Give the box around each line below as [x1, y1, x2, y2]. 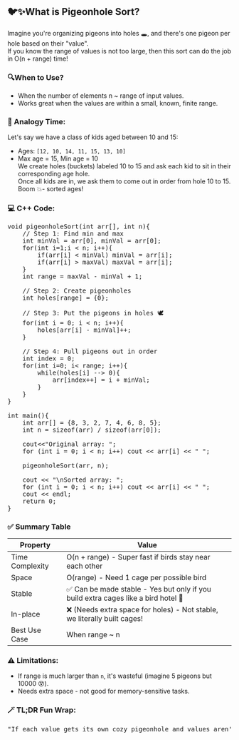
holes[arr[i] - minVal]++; [37, 325, 132, 334]
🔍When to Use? [7, 72, 64, 82]
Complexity [11, 561, 50, 571]
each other [66, 561, 103, 571]
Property [20, 540, 51, 549]
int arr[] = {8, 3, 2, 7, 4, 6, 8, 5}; [22, 418, 161, 427]
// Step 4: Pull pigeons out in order [22, 347, 158, 355]
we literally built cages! [66, 614, 144, 623]
